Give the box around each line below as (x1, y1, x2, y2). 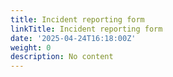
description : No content (10, 52, 114, 62)
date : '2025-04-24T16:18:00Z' (10, 33, 137, 43)
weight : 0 (10, 42, 52, 53)
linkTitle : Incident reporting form (10, 24, 163, 34)
